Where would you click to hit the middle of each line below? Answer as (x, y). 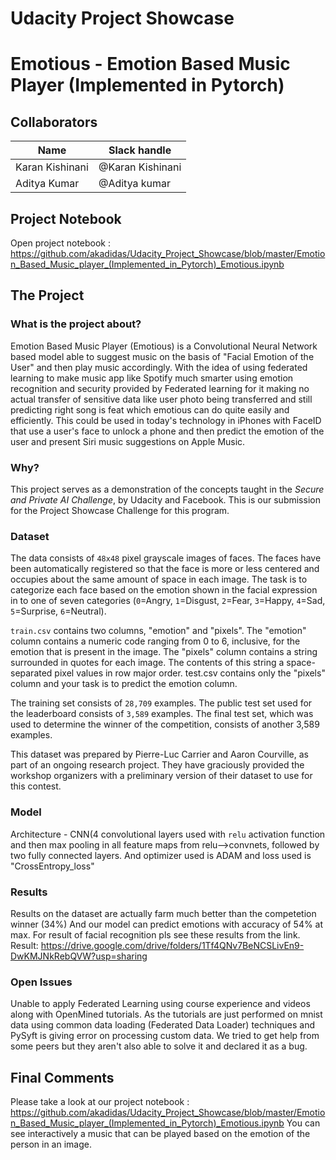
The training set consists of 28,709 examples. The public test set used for (161, 703)
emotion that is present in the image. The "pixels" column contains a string (164, 652)
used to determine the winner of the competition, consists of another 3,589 (165, 724)
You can (303, 1123)
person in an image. (51, 1144)
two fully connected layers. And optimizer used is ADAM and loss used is (161, 855)
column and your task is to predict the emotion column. (124, 684)
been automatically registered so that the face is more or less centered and (165, 569)
